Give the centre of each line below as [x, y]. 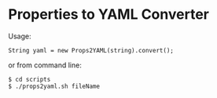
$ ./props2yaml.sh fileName [54, 86]
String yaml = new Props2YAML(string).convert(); [91, 50]
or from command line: [45, 65]
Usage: [20, 36]
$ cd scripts [29, 79]
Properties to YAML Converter [109, 15]
